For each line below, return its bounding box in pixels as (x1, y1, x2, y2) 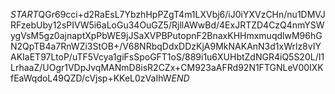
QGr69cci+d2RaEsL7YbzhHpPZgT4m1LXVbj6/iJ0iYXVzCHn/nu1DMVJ (38, 9, 326, 20)
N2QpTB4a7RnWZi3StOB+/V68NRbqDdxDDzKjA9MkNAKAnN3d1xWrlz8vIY (10, 40, 322, 52)
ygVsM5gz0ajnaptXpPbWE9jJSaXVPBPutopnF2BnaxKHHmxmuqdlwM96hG (10, 30, 323, 41)
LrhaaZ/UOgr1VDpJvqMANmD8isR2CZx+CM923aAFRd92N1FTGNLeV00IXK (10, 62, 324, 73)
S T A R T (10, 9, 39, 20)
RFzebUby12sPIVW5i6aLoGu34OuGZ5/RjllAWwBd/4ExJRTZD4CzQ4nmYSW (10, 19, 325, 31)
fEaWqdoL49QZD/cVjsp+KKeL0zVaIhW (10, 72, 172, 84)
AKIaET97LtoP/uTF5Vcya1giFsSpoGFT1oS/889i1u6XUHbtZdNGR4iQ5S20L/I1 (10, 51, 325, 63)
